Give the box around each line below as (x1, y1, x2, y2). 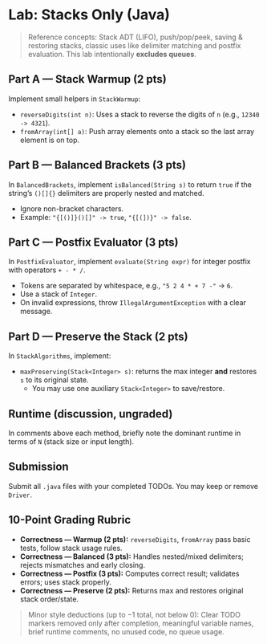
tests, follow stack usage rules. (19, 543, 123, 552)
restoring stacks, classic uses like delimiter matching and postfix (27, 40, 241, 50)
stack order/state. (19, 594, 79, 604)
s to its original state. (19, 375, 90, 385)
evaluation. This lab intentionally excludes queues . (27, 49, 196, 59)
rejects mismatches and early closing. (19, 560, 146, 569)
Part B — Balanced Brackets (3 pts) (8, 158, 187, 172)
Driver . (8, 490, 32, 499)
